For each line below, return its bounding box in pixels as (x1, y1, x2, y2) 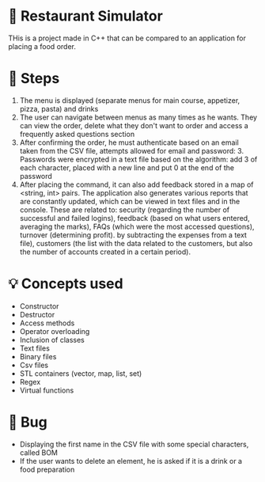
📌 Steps (8, 70, 60, 88)
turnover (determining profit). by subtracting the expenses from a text (19, 230, 248, 240)
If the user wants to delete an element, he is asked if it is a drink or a (19, 456, 243, 465)
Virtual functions (19, 385, 74, 395)
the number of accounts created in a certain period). (19, 247, 191, 256)
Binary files (19, 351, 57, 361)
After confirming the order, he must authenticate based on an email (19, 138, 239, 147)
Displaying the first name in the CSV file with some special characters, (19, 439, 249, 449)
